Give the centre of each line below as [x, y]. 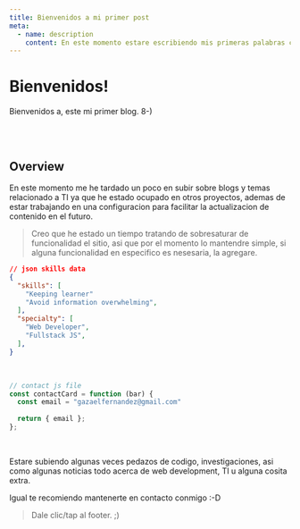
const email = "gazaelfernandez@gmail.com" [99, 402]
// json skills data [48, 269]
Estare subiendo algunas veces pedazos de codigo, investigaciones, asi [142, 461]
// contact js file [46, 385]
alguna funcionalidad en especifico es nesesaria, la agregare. [144, 252]
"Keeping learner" [59, 294]
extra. [20, 480]
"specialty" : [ [46, 319]
